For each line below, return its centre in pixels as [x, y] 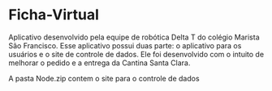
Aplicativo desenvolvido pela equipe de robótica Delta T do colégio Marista [134, 37]
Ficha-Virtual [54, 15]
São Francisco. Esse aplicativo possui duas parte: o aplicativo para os [125, 45]
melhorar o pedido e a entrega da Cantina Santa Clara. [99, 63]
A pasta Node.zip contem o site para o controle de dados [104, 78]
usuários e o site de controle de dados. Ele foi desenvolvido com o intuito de [136, 54]
